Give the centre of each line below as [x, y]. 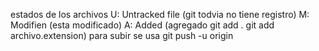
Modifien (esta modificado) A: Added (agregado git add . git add [142, 25]
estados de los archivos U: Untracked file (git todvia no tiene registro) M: [160, 14]
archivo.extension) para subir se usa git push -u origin [122, 35]
